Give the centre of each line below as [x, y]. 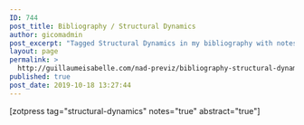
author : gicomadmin [46, 34]
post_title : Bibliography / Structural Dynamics [103, 26]
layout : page [34, 52]
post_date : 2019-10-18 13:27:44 [70, 85]
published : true [40, 77]
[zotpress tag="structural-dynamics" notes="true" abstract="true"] [135, 111]
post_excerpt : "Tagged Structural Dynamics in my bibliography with [141, 43]
